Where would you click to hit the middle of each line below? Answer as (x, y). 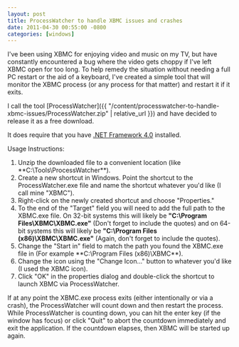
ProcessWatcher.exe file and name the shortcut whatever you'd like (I (119, 186)
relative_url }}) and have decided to (165, 114)
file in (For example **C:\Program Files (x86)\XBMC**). (100, 253)
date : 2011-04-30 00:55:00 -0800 (57, 27)
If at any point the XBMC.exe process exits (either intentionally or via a (110, 298)
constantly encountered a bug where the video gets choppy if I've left (110, 62)
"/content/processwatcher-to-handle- (164, 106)
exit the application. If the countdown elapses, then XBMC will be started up (118, 328)
